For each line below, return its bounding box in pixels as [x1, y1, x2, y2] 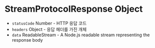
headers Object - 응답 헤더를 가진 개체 [11, 26, 87, 32]
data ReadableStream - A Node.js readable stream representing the [11, 32, 150, 38]
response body [11, 37, 43, 43]
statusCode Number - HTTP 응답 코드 [11, 20, 87, 26]
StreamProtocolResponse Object [4, 3, 143, 15]
